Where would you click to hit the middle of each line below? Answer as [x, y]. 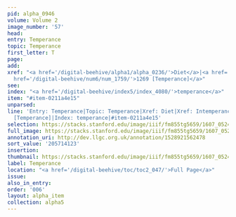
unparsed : [22, 105]
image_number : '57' [36, 27]
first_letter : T [31, 53]
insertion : [23, 150]
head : [15, 33]
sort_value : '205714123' [44, 144]
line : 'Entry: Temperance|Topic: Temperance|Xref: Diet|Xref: [100, 111]
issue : [17, 176]
